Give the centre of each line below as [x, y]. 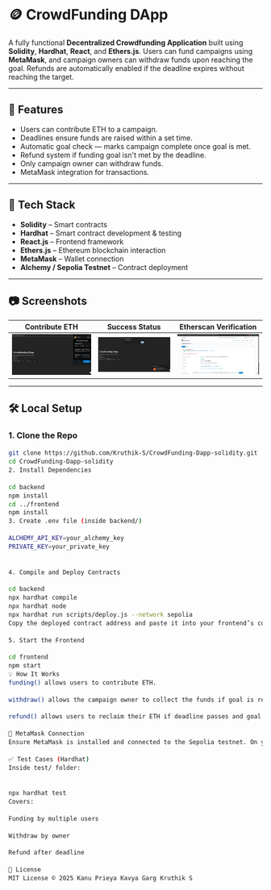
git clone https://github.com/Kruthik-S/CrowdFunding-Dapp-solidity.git [133, 453]
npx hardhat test [38, 793]
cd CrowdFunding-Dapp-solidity [61, 462]
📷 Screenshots [48, 301]
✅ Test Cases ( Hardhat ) [49, 759]
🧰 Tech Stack [42, 205]
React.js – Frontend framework [72, 241]
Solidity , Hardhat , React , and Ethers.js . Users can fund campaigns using [131, 51]
